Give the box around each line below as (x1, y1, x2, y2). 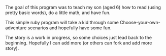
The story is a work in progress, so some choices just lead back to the (5, 35, 152, 40)
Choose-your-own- (120, 20, 161, 25)
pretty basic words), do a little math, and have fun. (5, 10, 111, 16)
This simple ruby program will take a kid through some (5, 20, 119, 25)
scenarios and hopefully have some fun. (27, 25, 112, 31)
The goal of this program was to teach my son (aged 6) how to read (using (5, 5, 161, 10)
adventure (5, 25, 27, 31)
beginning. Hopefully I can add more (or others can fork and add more (5, 40, 152, 46)
